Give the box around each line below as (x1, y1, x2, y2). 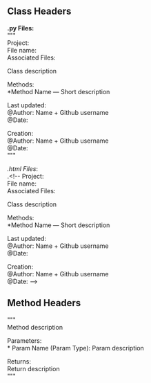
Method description (7, 323, 63, 331)
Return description (7, 364, 60, 373)
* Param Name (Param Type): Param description (7, 344, 145, 352)
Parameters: (7, 336, 42, 345)
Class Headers (7, 6, 72, 17)
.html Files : (7, 164, 39, 172)
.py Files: (7, 24, 34, 32)
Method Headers (7, 297, 81, 309)
